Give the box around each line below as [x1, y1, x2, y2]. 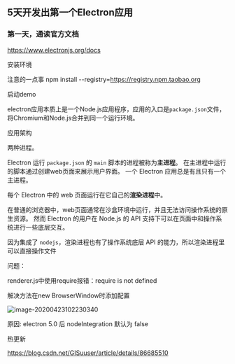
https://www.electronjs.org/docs [7, 45, 101, 54]
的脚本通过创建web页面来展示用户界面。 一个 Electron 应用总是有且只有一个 [7, 167, 226, 175]
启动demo [7, 90, 36, 98]
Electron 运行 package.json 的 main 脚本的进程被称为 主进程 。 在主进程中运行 [7, 158, 227, 167]
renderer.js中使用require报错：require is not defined [7, 276, 157, 285]
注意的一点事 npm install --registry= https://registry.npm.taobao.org [7, 75, 201, 83]
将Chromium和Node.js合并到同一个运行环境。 [7, 113, 139, 122]
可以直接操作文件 [7, 246, 57, 255]
